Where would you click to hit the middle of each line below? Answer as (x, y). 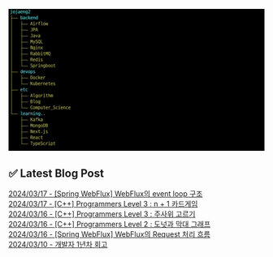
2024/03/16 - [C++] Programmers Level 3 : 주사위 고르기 (102, 214)
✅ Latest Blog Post (56, 173)
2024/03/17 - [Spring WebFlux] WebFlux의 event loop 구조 (106, 194)
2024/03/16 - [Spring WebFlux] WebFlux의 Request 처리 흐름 (110, 234)
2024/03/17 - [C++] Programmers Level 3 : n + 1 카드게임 (103, 204)
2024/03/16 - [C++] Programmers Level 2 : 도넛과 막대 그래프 (110, 225)
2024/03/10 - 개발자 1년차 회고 (58, 245)
